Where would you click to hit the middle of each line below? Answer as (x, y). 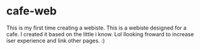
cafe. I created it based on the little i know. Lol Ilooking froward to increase (100, 34)
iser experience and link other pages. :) (56, 40)
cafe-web (31, 11)
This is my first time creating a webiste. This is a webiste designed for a (96, 28)
